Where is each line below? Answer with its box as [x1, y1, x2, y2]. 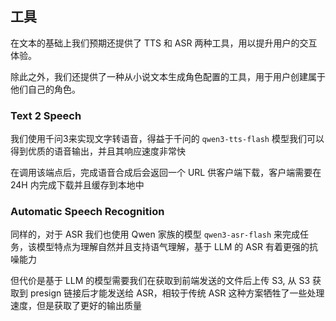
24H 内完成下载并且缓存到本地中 [10, 179, 145, 191]
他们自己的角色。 [10, 83, 81, 95]
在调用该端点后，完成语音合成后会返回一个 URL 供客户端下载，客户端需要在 [10, 167, 322, 179]
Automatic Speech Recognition [10, 205, 165, 219]
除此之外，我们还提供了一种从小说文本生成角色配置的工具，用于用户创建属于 [10, 70, 326, 82]
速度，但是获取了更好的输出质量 [10, 300, 142, 312]
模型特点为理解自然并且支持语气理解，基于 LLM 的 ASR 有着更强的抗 [36, 241, 318, 253]
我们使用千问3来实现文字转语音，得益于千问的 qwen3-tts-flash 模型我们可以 [10, 133, 325, 145]
